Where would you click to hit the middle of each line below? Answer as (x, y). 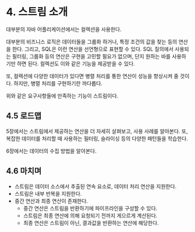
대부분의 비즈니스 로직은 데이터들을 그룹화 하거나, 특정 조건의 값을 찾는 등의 (92, 41)
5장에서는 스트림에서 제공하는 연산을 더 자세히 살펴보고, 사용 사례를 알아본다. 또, (97, 131)
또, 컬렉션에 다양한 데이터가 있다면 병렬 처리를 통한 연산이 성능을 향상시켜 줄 (93, 76)
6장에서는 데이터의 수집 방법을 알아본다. (51, 151)
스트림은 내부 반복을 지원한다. (48, 193)
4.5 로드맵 (24, 116)
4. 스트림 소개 (37, 12)
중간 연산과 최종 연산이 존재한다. (51, 201)
